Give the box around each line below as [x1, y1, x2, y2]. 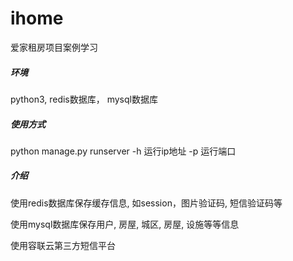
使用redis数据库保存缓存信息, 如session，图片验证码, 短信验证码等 [10, 197, 283, 209]
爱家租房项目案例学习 [10, 41, 98, 53]
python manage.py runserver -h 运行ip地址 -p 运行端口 [10, 145, 237, 157]
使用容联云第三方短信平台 [10, 239, 116, 251]
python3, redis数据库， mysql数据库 [10, 93, 158, 105]
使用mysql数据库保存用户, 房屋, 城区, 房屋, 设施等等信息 [10, 218, 240, 230]
